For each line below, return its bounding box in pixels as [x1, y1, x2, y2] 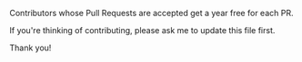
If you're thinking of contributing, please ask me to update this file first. [9, 25, 276, 35]
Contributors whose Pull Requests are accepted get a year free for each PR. [9, 8, 294, 18]
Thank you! [9, 42, 52, 53]
